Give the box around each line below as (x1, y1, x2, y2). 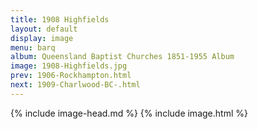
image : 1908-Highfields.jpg (10, 61, 128, 71)
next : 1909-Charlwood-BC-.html (10, 80, 141, 90)
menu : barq (10, 42, 56, 53)
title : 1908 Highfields (10, 14, 110, 25)
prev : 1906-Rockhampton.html (10, 71, 132, 81)
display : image (10, 33, 74, 43)
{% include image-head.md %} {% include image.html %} (10, 107, 248, 119)
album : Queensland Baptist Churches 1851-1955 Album (10, 52, 235, 62)
